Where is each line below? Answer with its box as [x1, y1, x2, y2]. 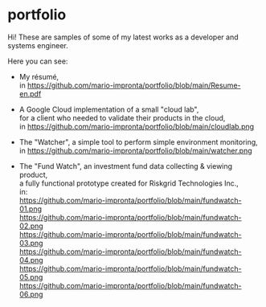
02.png [18, 221, 43, 231]
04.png [18, 255, 43, 264]
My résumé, [18, 72, 59, 81]
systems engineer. [7, 40, 69, 50]
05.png [18, 272, 43, 282]
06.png [18, 289, 43, 299]
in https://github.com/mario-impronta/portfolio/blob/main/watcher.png [18, 145, 252, 155]
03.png [18, 238, 43, 248]
